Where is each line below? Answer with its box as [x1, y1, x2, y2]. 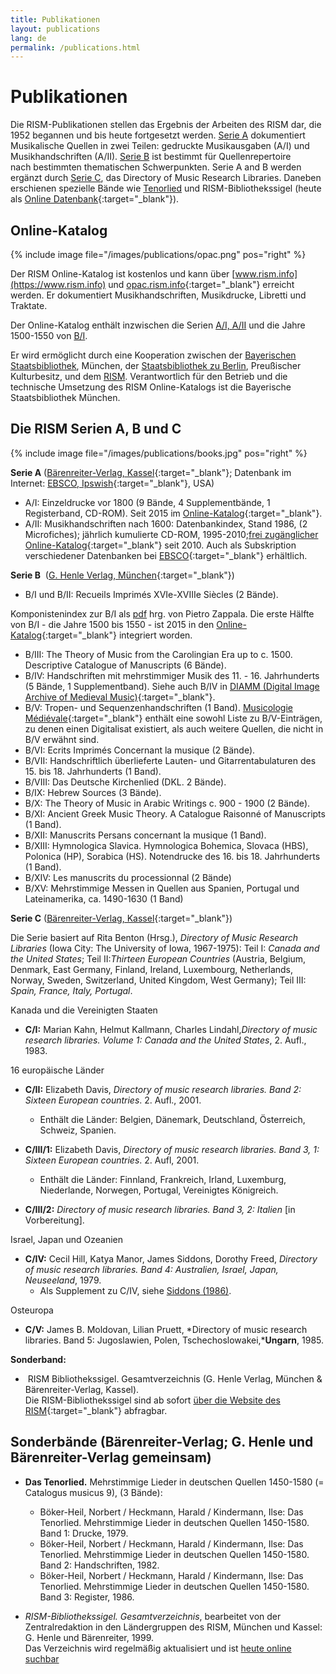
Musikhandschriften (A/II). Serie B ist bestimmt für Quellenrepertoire [10, 151, 292, 163]
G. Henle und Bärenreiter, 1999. [24, 1631, 155, 1643]
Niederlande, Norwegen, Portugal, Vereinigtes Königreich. [39, 1184, 279, 1196]
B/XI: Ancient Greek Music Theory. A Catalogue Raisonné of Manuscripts [24, 807, 326, 820]
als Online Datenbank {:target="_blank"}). [10, 193, 180, 205]
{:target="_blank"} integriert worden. [41, 629, 193, 641]
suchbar [24, 1652, 60, 1665]
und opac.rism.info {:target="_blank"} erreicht [108, 279, 295, 290]
